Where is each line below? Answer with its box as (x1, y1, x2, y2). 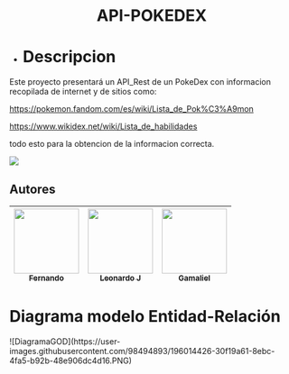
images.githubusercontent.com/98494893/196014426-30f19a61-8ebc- (9, 345, 275, 356)
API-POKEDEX (96, 5, 208, 26)
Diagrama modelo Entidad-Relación (9, 306, 282, 327)
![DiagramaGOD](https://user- (9, 335, 121, 347)
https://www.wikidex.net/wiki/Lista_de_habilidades (9, 121, 198, 132)
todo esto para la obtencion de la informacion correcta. (9, 139, 215, 150)
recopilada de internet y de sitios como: (9, 87, 157, 97)
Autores (9, 181, 56, 196)
